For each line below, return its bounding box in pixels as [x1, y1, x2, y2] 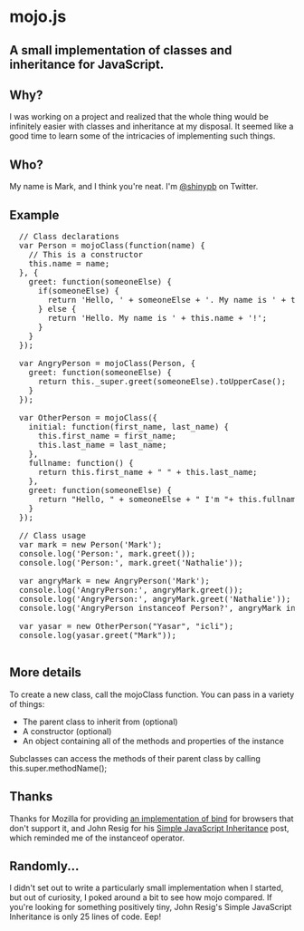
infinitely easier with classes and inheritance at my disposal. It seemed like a [9, 121, 294, 132]
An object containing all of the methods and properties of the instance [22, 735, 285, 746]
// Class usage [18, 530, 86, 541]
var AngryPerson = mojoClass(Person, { [18, 358, 196, 369]
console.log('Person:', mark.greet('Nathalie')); [18, 558, 244, 568]
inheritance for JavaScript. [9, 56, 165, 72]
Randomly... [9, 858, 80, 874]
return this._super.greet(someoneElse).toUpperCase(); [37, 376, 287, 387]
